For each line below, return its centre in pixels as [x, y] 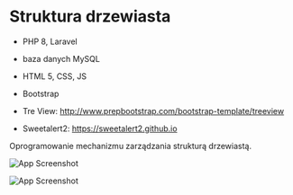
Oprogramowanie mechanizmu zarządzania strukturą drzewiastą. [131, 146]
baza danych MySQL [61, 58]
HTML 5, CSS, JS [55, 76]
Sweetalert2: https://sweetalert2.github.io [100, 129]
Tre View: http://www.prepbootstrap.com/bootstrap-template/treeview [153, 111]
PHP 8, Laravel [50, 41]
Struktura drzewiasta [90, 17]
